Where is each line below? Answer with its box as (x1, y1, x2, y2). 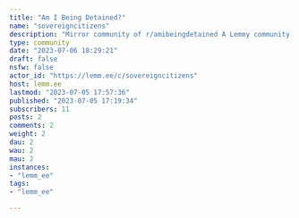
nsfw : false (9, 63, 54, 72)
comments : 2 (9, 122, 54, 130)
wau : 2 (9, 146, 34, 155)
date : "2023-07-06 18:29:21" (9, 46, 118, 55)
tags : (9, 180, 30, 189)
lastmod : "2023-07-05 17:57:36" (9, 88, 130, 96)
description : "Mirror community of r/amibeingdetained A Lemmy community (9, 29, 291, 38)
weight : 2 (9, 130, 47, 138)
